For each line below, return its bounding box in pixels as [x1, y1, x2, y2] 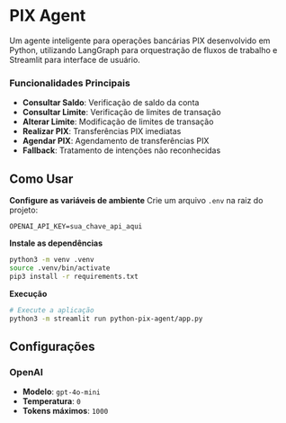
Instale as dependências [9, 238, 103, 248]
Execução [9, 288, 48, 299]
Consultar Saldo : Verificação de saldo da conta [22, 97, 200, 108]
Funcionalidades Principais [9, 76, 130, 89]
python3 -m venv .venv [9, 256, 94, 265]
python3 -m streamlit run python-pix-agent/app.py [9, 314, 203, 323]
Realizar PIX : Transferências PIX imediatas [22, 126, 182, 137]
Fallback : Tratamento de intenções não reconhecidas [22, 145, 221, 156]
